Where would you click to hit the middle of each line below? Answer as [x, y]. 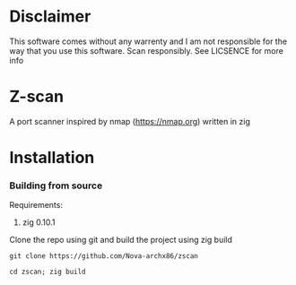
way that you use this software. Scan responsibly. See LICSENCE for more [147, 50]
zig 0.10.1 [39, 222]
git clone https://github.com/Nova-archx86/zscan [104, 256]
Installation [52, 158]
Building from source [56, 186]
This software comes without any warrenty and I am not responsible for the [148, 41]
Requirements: [36, 205]
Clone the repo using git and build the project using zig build [121, 240]
